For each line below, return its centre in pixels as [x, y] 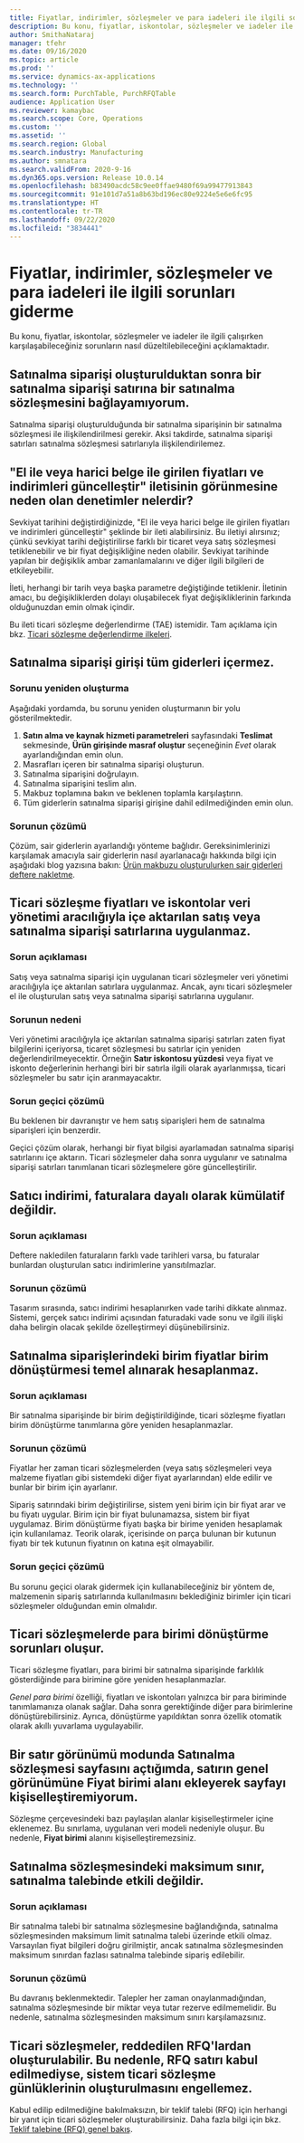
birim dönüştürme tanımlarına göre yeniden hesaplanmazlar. [121, 1425]
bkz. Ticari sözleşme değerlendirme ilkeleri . [91, 634]
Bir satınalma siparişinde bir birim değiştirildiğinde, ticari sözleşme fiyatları [147, 1415]
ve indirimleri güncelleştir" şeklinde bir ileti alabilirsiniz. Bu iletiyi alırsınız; [145, 532]
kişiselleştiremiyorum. [74, 1797]
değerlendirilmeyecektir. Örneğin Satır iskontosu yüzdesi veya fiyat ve [142, 1059]
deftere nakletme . [42, 875]
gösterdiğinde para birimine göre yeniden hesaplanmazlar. [118, 1680]
